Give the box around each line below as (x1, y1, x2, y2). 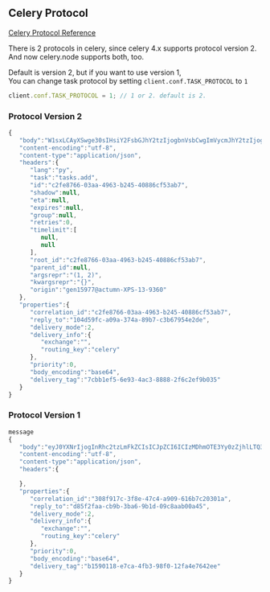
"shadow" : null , (29, 188, 81, 196)
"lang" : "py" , (29, 166, 74, 175)
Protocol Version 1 (8, 409, 81, 421)
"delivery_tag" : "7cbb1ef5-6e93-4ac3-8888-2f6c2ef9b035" (29, 376, 221, 384)
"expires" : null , (29, 203, 84, 212)
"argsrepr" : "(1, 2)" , (29, 271, 103, 279)
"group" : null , (29, 211, 78, 220)
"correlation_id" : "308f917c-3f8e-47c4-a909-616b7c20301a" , (29, 495, 231, 503)
